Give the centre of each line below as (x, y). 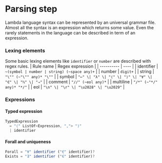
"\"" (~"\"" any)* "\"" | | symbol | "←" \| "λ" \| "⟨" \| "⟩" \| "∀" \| (79, 77)
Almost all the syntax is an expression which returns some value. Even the (80, 27)
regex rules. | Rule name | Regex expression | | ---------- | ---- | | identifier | (82, 66)
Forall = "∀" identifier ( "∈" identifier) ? (50, 152)
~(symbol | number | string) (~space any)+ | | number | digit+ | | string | (80, 72)
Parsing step (31, 9)
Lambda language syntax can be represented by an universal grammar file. (81, 22)
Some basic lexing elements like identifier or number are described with (78, 61)
